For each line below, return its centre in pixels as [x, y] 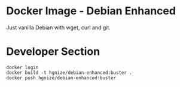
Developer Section [53, 52]
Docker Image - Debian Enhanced [91, 11]
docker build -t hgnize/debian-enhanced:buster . [69, 73]
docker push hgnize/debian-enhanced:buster [61, 78]
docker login [22, 67]
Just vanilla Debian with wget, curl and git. [58, 27]
